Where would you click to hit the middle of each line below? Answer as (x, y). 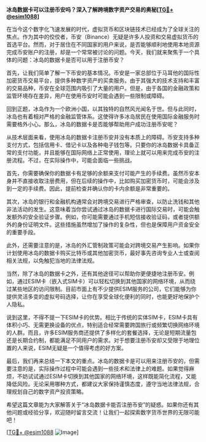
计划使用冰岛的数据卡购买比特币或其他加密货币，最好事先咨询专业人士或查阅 (103, 253)
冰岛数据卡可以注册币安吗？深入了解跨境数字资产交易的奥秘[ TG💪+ (90, 10)
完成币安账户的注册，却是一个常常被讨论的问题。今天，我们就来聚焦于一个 (100, 52)
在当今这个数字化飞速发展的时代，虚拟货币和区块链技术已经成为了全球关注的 (103, 29)
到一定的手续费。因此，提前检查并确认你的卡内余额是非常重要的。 (90, 189)
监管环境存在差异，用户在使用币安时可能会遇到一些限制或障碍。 (87, 96)
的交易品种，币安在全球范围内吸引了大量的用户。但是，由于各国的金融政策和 (103, 88)
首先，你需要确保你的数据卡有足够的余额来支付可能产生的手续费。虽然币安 (100, 173)
